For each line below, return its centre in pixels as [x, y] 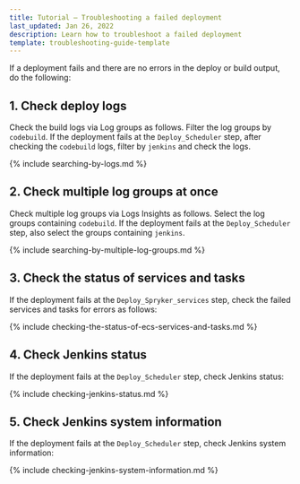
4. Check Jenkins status [78, 355]
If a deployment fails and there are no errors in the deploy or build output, [145, 68]
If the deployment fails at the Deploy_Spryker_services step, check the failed [150, 299]
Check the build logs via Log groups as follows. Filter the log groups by [140, 127]
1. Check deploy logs [68, 105]
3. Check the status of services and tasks [128, 278]
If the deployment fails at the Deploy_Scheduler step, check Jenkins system [148, 444]
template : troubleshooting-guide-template [90, 43]
